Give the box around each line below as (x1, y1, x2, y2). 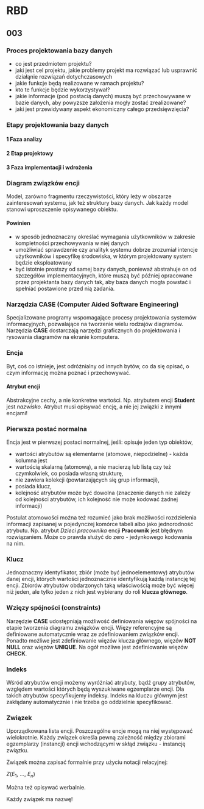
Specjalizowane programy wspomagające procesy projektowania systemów (6, 314, 197, 321)
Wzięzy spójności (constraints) (6, 604, 101, 612)
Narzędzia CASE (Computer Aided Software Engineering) (6, 300, 179, 308)
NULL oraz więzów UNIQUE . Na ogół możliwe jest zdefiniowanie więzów (6, 643, 188, 650)
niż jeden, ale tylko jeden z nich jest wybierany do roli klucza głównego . (6, 588, 188, 596)
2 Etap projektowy (6, 149, 54, 157)
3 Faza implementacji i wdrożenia (6, 163, 93, 171)
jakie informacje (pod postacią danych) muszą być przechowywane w (15, 92, 191, 99)
